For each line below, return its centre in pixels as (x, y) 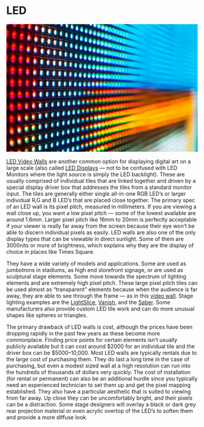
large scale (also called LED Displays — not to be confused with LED (92, 168)
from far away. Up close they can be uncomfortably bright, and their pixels (100, 398)
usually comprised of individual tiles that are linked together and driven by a (101, 181)
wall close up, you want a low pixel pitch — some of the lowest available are (101, 213)
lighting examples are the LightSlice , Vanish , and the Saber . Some (88, 302)
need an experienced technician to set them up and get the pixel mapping (99, 385)
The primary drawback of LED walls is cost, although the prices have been (100, 327)
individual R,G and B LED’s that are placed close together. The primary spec (101, 200)
